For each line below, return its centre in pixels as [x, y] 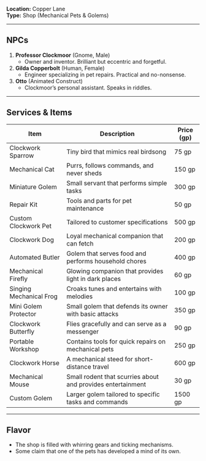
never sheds [84, 173]
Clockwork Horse [35, 362]
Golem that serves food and [106, 253]
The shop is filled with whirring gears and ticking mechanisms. [94, 445]
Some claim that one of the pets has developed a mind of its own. [98, 451]
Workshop [24, 349]
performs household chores [107, 261]
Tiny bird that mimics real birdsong [116, 151]
